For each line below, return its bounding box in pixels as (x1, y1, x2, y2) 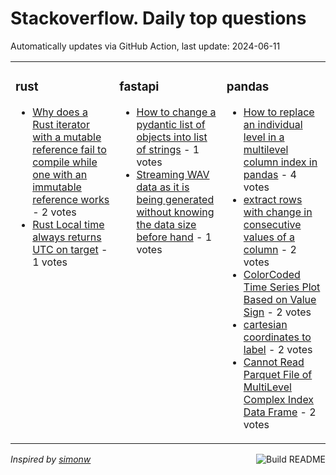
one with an (32, 167, 88, 181)
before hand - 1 (136, 230, 213, 244)
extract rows (243, 192, 303, 206)
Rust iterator (32, 117, 90, 131)
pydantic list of (136, 117, 206, 131)
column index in (243, 155, 318, 169)
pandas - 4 (243, 167, 297, 181)
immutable (32, 180, 82, 194)
